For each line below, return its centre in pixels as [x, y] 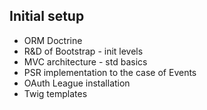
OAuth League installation [77, 83]
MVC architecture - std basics [85, 61]
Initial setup [47, 16]
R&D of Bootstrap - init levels [83, 51]
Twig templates [55, 93]
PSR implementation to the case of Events [110, 72]
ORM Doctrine [53, 40]
